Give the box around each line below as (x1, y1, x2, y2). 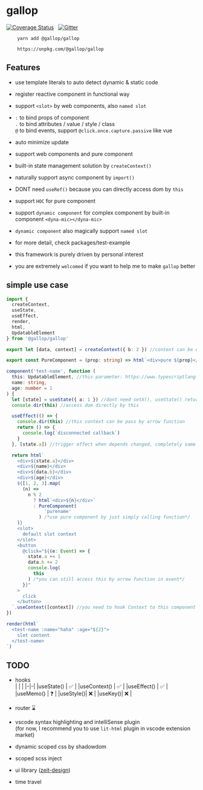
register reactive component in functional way (14, 90, 130, 98)
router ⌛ (14, 705, 36, 712)
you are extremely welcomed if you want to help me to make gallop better (14, 262, 196, 270)
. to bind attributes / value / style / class (14, 120, 115, 127)
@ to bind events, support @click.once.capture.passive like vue (14, 127, 173, 134)
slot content (17, 632, 50, 638)
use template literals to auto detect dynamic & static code (14, 78, 158, 85)
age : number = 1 (11, 385, 53, 391)
